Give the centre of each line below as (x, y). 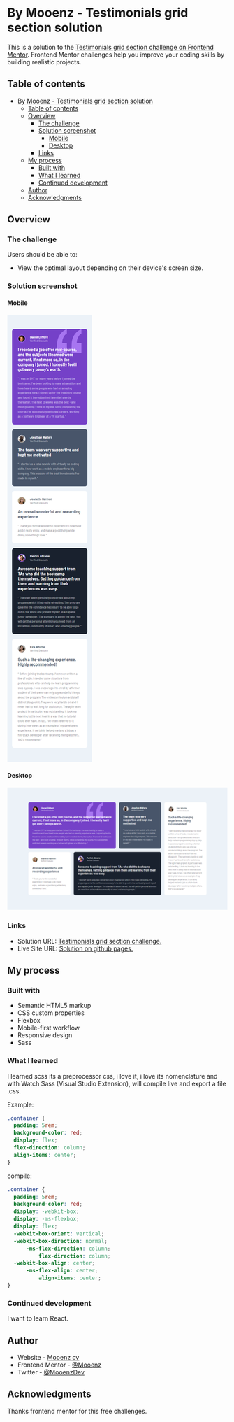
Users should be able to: (43, 255)
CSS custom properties (51, 1013)
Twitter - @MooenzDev (51, 1372)
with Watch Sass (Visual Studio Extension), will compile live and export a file (117, 1083)
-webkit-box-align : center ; (54, 1263)
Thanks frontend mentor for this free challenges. (77, 1411)
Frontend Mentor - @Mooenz (59, 1365)
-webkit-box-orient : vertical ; (59, 1233)
